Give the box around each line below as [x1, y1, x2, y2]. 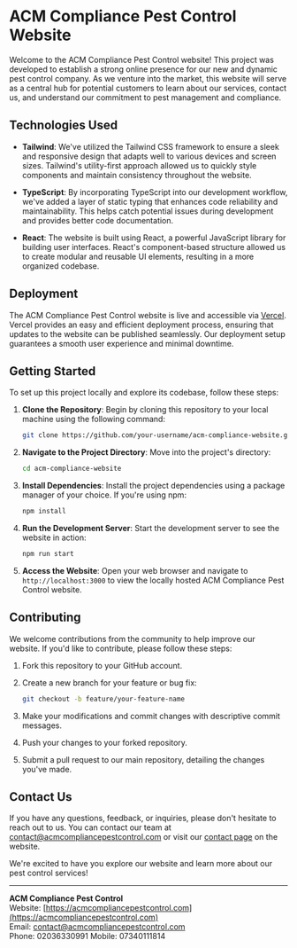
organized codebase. [21, 260, 100, 271]
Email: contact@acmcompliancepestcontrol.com [9, 921, 186, 932]
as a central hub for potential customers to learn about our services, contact [9, 82, 287, 93]
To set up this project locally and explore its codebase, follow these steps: [9, 388, 279, 398]
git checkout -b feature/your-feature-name [21, 694, 186, 703]
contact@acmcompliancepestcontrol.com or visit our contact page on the [9, 832, 278, 842]
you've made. [21, 764, 72, 774]
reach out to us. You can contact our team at [9, 822, 172, 833]
